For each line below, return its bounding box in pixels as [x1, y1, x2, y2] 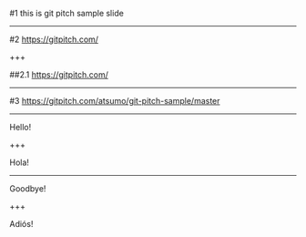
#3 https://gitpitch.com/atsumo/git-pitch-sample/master [9, 96, 220, 106]
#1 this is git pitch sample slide [9, 8, 125, 18]
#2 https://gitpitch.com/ [9, 34, 98, 45]
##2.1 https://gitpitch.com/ [9, 69, 109, 80]
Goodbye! [9, 183, 46, 194]
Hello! [9, 122, 32, 132]
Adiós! [9, 219, 34, 229]
